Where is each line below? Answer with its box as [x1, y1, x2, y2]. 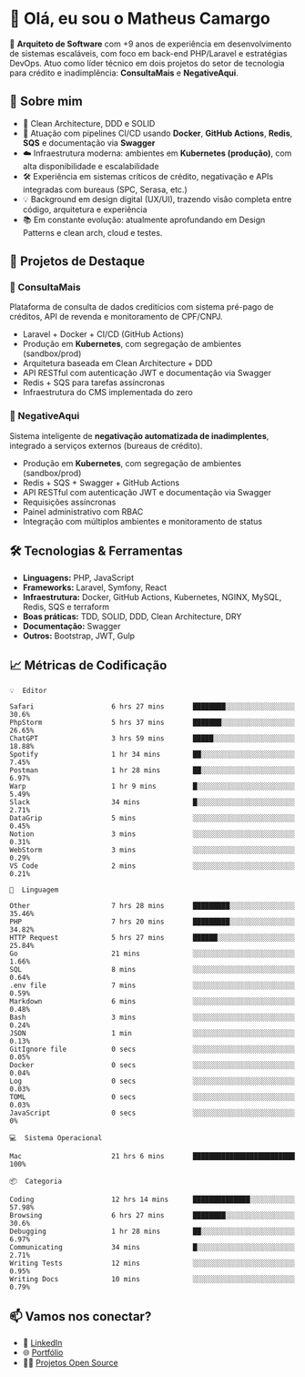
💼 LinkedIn [22, 1338, 63, 1349]
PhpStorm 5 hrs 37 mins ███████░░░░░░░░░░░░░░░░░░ [9, 719, 296, 728]
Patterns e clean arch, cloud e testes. [22, 227, 163, 238]
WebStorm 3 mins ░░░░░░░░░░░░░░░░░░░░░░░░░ [9, 846, 296, 855]
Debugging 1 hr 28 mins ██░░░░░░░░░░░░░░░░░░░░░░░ [9, 1227, 296, 1237]
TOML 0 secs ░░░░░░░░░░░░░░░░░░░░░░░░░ [9, 1093, 296, 1102]
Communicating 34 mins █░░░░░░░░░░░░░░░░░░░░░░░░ [9, 1243, 296, 1252]
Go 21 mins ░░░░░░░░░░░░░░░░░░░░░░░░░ [9, 949, 296, 959]
